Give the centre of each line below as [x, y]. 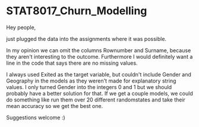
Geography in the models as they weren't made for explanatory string [91, 81]
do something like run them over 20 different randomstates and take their [96, 100]
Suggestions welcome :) [36, 118]
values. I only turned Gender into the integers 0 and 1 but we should [89, 87]
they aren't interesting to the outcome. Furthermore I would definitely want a [99, 56]
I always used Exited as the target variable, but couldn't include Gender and [99, 74]
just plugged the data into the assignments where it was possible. [86, 39]
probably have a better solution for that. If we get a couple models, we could [99, 93]
